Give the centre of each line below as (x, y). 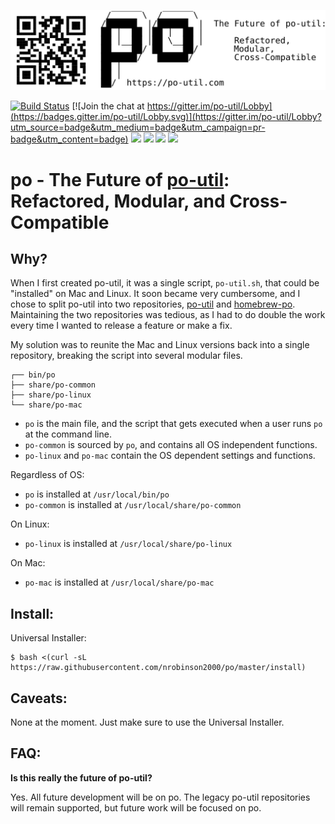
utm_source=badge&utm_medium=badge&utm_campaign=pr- (138, 127)
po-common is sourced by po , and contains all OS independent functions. (171, 445)
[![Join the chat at (108, 106)
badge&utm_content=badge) (69, 139)
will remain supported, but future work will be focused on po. (136, 807)
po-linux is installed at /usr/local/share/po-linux (128, 544)
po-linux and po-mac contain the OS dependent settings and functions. (170, 456)
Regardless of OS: (47, 475)
